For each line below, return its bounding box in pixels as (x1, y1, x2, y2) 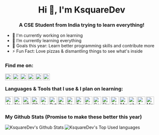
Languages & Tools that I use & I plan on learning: (5, 85, 124, 92)
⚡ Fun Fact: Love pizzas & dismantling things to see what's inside (12, 48, 143, 54)
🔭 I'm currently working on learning (12, 32, 83, 38)
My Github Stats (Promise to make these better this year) (5, 114, 142, 120)
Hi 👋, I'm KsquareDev (38, 4, 125, 15)
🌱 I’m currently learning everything (12, 38, 82, 44)
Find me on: (5, 62, 34, 69)
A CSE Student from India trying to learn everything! (18, 22, 145, 29)
